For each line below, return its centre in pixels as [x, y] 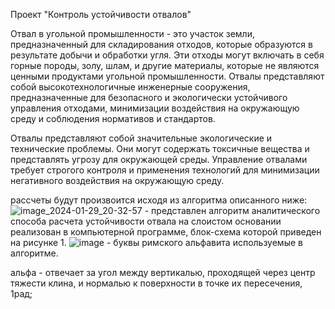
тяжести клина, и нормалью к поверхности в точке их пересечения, [156, 283]
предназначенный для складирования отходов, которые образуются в [161, 44]
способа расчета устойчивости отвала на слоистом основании [146, 221]
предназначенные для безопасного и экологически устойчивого [149, 97]
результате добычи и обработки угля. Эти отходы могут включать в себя [167, 55]
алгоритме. [34, 253]
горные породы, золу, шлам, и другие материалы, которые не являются [165, 65]
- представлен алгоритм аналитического [232, 210]
